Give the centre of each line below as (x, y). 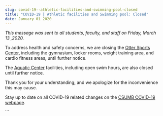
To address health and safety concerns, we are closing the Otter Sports (78, 48)
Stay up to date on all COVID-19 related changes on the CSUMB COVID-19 (80, 97)
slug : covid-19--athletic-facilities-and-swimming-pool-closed (71, 10)
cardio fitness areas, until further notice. (46, 58)
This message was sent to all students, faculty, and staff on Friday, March (81, 33)
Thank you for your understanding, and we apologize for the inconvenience (82, 82)
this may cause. (21, 88)
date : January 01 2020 (28, 19)
